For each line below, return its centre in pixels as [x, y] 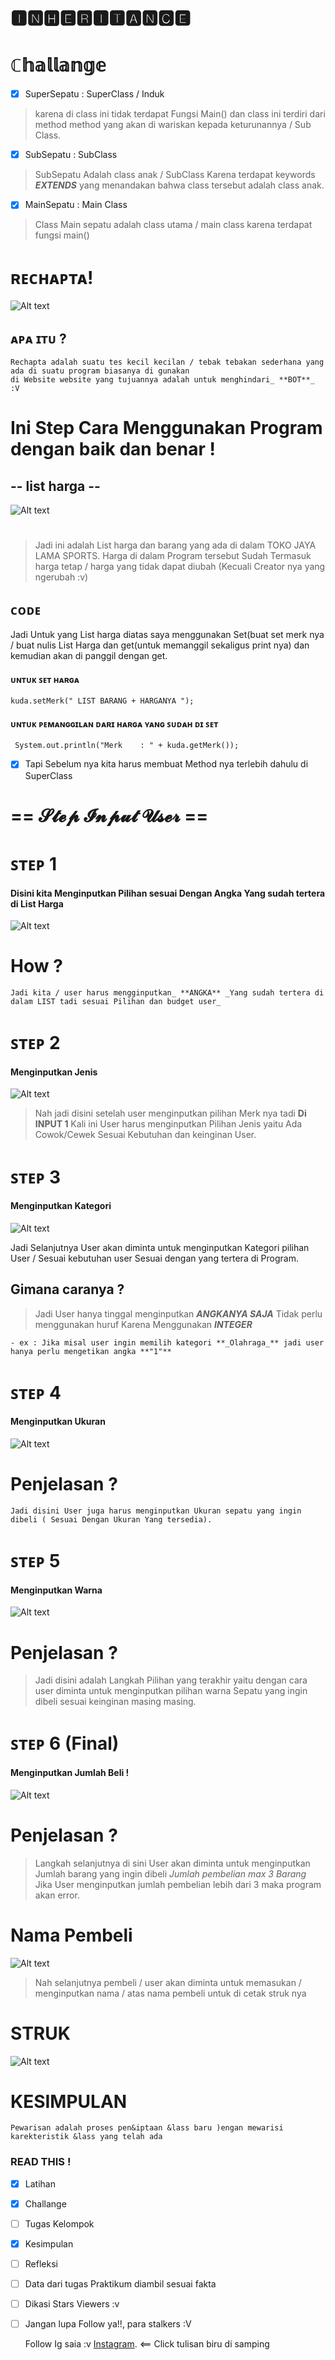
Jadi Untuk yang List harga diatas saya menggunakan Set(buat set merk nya [167, 635]
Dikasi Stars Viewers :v [72, 2304]
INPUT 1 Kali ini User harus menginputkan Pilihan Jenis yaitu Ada [168, 1124]
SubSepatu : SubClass [71, 155]
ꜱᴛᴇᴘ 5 [35, 1561]
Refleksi [41, 2263]
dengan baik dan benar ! [113, 449]
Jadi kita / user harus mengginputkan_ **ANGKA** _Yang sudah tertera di [167, 993]
